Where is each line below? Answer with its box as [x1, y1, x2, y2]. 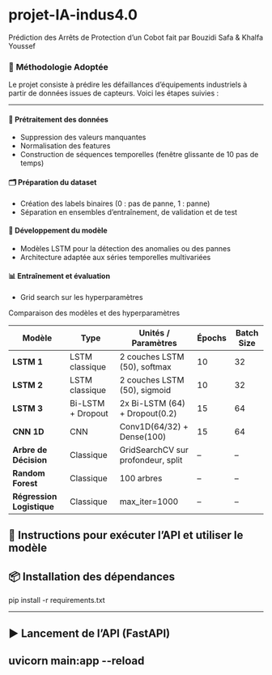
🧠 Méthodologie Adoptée [8, 61, 108, 72]
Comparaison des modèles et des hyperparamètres [8, 308, 181, 318]
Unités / [138, 327, 170, 339]
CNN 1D [12, 426, 45, 438]
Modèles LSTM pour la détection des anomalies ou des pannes [19, 243, 231, 253]
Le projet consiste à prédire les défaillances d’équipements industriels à [8, 79, 248, 90]
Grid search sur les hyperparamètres [19, 293, 143, 302]
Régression [12, 491, 57, 502]
